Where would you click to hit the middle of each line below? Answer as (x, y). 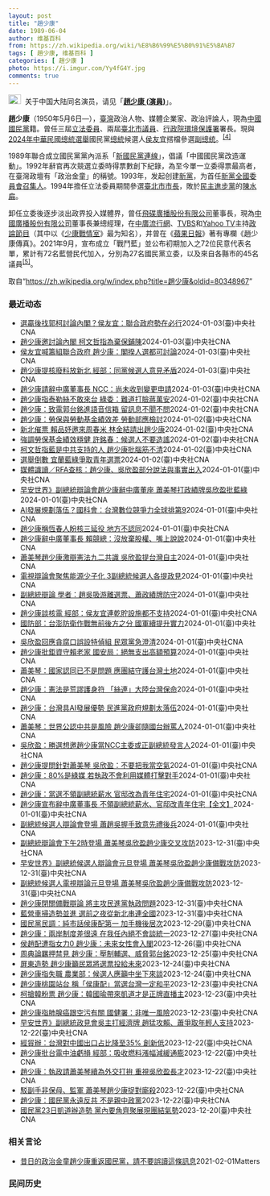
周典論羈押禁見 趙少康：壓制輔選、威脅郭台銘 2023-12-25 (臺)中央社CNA (139, 954)
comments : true (34, 76)
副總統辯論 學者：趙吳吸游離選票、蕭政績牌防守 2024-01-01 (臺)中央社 (134, 595)
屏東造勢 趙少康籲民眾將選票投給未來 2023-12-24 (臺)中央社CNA (125, 964)
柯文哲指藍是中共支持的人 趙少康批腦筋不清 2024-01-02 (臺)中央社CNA (135, 450)
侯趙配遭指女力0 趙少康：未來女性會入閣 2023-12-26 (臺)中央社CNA (131, 944)
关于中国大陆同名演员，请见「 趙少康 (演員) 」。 (100, 101)
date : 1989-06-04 (37, 31)
